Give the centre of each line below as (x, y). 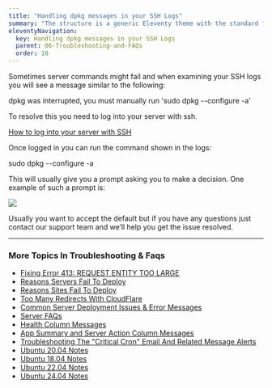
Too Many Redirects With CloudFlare (81, 299)
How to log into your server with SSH (70, 132)
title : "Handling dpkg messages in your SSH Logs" (96, 16)
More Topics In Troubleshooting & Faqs (87, 255)
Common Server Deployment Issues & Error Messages (111, 307)
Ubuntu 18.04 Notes (53, 359)
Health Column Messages (63, 325)
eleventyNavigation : (43, 31)
